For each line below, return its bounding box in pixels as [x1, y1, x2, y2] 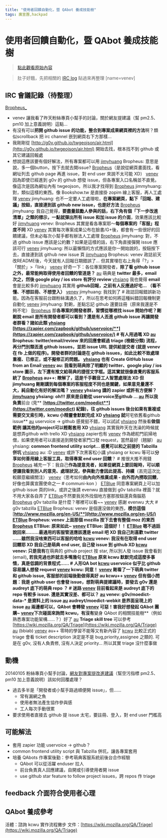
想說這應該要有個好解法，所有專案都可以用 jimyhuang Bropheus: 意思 [12, 159, 154, 165]
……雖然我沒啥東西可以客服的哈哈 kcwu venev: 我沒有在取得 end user [12, 535, 157, 542]
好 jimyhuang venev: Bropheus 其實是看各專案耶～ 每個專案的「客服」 [12, 221, 155, 227]
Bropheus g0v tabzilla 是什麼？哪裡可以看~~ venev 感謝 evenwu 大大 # [12, 499, 158, 505]
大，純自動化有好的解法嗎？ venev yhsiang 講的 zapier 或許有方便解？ [12, 387, 157, 393]
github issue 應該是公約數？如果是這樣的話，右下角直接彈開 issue [18, 239, 153, 245]
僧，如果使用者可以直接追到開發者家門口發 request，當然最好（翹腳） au [12, 437, 162, 443]
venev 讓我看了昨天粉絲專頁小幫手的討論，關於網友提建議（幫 [12, 115, 140, 121]
